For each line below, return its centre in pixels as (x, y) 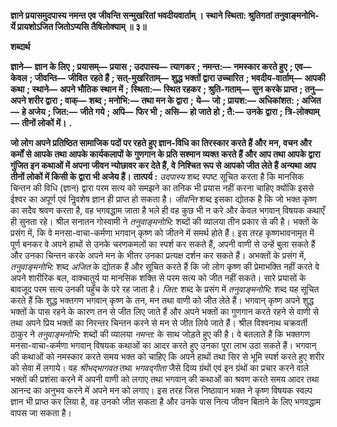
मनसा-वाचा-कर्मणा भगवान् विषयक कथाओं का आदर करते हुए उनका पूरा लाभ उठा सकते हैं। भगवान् (163, 345)
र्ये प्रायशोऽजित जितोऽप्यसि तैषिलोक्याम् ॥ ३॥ (78, 26)
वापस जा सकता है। (41, 413)
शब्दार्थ (20, 46)
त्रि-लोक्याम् (302, 111)
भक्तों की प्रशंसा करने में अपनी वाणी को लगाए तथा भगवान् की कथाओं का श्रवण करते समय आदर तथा (165, 379)
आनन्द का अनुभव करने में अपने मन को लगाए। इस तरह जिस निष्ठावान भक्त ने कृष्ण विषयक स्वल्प (161, 390)
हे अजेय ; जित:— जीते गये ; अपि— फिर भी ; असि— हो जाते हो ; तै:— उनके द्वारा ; (152, 111)
